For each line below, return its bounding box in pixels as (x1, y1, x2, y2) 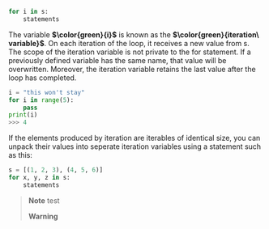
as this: (8, 151, 32, 160)
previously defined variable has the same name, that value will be (8, 55, 227, 65)
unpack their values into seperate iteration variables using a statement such (8, 142, 262, 151)
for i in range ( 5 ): (8, 95, 75, 104)
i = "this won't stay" (8, 88, 85, 96)
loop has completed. (8, 73, 77, 83)
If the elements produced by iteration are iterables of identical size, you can (8, 134, 261, 143)
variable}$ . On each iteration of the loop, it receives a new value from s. (8, 38, 250, 48)
